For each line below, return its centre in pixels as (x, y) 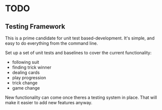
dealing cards (26, 73)
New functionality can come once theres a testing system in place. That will (81, 97)
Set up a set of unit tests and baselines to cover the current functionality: (78, 53)
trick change (25, 83)
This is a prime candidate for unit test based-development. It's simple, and (80, 38)
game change (26, 88)
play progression (29, 78)
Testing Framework (35, 27)
